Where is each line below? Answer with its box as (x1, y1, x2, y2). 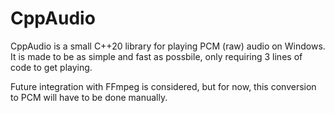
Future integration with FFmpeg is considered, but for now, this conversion (10, 80, 317, 92)
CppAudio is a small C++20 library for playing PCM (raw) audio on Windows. (10, 40, 326, 52)
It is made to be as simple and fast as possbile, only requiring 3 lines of (10, 50, 303, 62)
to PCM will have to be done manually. (10, 91, 168, 103)
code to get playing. (10, 61, 93, 73)
